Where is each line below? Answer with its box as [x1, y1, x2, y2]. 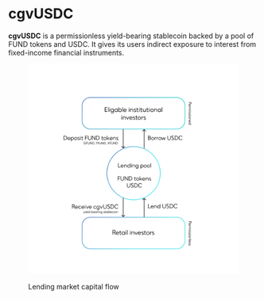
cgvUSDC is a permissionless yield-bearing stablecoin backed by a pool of [8, 31, 254, 40]
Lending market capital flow [28, 282, 119, 291]
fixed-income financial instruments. [8, 48, 125, 57]
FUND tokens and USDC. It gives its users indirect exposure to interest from [8, 39, 257, 48]
